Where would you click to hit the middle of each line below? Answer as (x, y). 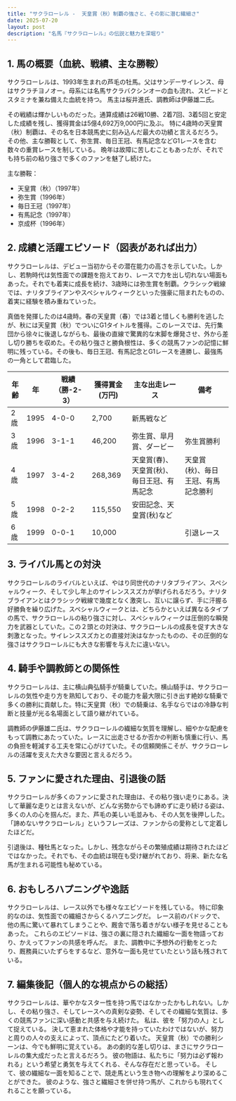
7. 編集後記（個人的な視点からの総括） (90, 985)
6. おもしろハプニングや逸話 (68, 889)
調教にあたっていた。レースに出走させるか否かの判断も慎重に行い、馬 (127, 737)
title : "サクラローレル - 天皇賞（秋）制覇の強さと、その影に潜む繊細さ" (104, 14)
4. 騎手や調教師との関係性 (64, 669)
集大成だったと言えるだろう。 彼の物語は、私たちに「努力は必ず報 (122, 1055)
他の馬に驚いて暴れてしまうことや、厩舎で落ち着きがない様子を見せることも (118, 925)
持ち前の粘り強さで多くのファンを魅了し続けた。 (84, 158)
